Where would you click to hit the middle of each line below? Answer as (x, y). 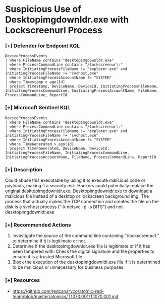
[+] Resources (23, 280)
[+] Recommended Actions (38, 225)
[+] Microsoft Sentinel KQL (38, 108)
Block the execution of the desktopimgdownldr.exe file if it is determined (86, 262)
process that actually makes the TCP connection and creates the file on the (82, 202)
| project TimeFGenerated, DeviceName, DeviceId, (57, 148)
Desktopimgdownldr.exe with (67, 20)
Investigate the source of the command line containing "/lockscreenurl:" (86, 236)
